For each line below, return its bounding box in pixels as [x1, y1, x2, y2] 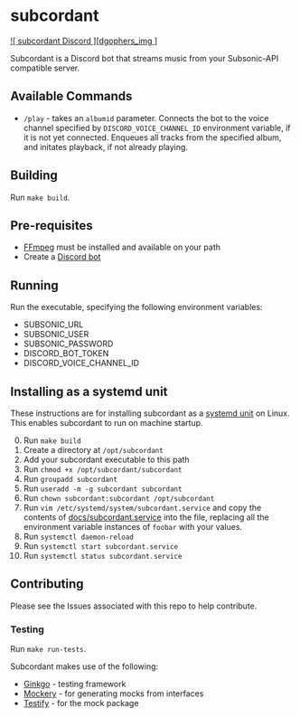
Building [10, 168, 58, 184]
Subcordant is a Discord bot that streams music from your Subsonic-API [10, 52, 279, 63]
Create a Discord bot [23, 251, 101, 262]
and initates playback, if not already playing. [23, 141, 189, 152]
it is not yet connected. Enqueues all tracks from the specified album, [23, 132, 282, 143]
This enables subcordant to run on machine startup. [10, 418, 203, 428]
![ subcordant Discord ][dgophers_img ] [10, 35, 158, 46]
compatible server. [10, 62, 80, 73]
